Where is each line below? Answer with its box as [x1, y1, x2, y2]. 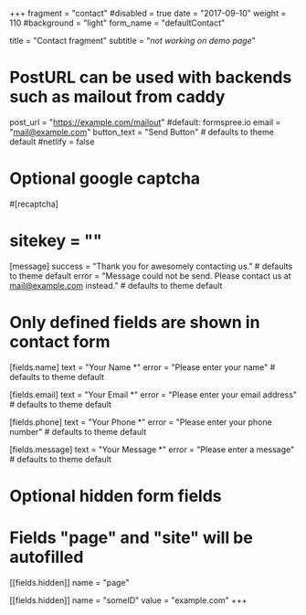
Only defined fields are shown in [9, 313, 260, 333]
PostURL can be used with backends [9, 68, 292, 88]
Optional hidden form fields [9, 485, 222, 506]
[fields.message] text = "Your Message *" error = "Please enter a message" [9, 443, 295, 455]
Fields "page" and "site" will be [9, 527, 253, 548]
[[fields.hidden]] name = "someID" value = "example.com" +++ [9, 594, 248, 606]
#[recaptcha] [9, 198, 59, 209]
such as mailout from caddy [9, 87, 226, 108]
